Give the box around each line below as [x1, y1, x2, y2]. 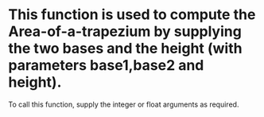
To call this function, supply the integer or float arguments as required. [8, 99, 239, 109]
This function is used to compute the [8, 6, 256, 24]
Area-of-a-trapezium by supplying [8, 22, 243, 41]
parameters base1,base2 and [8, 57, 204, 75]
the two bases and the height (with [8, 40, 243, 57]
